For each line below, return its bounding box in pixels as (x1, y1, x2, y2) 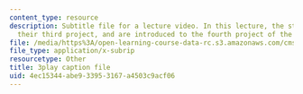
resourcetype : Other (9, 55, 87, 64)
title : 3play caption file (9, 64, 111, 73)
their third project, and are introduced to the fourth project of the (17, 30, 293, 38)
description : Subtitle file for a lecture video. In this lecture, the (9, 21, 284, 30)
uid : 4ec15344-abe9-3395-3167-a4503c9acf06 (9, 72, 176, 81)
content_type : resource (9, 13, 99, 22)
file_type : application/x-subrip (9, 47, 135, 56)
